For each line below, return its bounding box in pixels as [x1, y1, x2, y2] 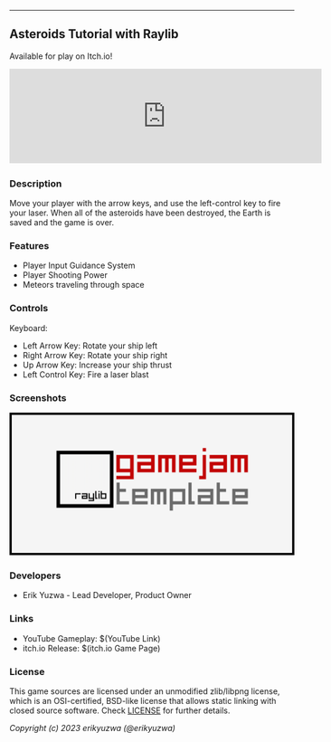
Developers [9, 569, 61, 582]
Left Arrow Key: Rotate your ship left [22, 340, 158, 351]
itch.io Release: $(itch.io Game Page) [22, 642, 161, 653]
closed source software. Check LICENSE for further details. [9, 705, 231, 716]
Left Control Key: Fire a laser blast [22, 368, 149, 380]
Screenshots [9, 391, 67, 404]
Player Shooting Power [22, 270, 109, 281]
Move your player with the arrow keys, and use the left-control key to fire [9, 198, 281, 209]
